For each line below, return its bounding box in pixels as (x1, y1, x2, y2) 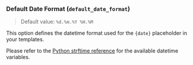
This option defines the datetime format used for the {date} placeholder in (6, 30, 188, 37)
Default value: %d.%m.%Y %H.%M (20, 18, 94, 25)
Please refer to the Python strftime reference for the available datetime (6, 47, 179, 54)
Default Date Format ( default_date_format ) (6, 5, 130, 13)
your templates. (6, 36, 44, 43)
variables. (6, 54, 30, 61)
